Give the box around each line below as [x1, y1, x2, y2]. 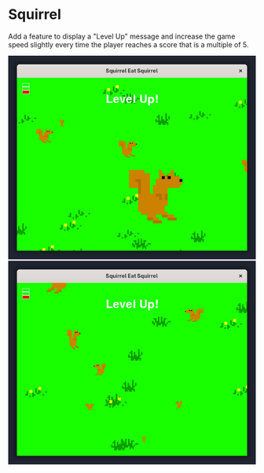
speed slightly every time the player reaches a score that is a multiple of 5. [8, 39, 249, 49]
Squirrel [8, 6, 61, 24]
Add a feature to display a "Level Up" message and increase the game [8, 31, 236, 41]
